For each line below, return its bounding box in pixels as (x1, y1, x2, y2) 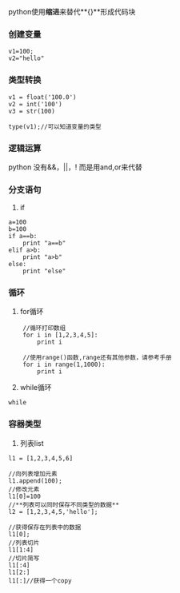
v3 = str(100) (8, 107, 56, 115)
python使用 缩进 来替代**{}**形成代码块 (8, 7, 136, 16)
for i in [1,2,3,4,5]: (22, 331, 98, 340)
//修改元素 (8, 485, 40, 493)
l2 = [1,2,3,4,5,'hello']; (8, 507, 98, 515)
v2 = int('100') (8, 100, 62, 108)
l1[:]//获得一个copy (8, 576, 72, 585)
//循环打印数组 (22, 324, 66, 332)
